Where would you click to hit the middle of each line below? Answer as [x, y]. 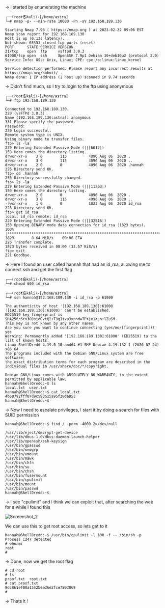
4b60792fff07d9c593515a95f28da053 [41, 396]
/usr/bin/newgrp [22, 450]
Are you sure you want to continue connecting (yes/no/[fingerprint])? [80, 328]
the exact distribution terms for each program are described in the [78, 362]
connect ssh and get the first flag [39, 269]
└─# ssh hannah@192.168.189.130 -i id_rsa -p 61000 [59, 298]
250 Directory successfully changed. [44, 178]
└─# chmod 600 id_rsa [27, 284]
